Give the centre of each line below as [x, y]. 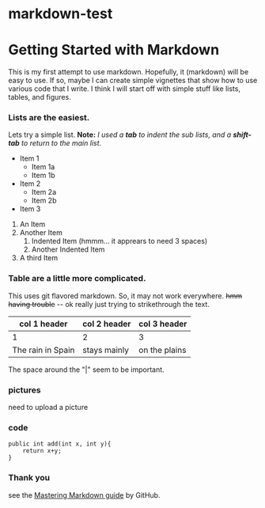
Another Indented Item [68, 249]
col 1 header [44, 324]
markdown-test [61, 14]
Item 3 [30, 209]
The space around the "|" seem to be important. [86, 370]
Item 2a [44, 192]
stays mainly [106, 350]
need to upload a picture [48, 408]
